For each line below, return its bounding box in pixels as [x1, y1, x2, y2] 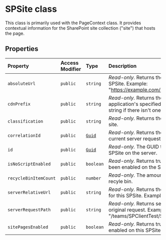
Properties [5, 45, 39, 53]
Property [7, 62, 29, 69]
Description [108, 62, 137, 69]
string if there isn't [108, 106, 151, 113]
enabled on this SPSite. [108, 227, 162, 234]
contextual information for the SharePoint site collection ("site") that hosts [5, 25, 156, 31]
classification [7, 118, 43, 124]
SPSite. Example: [108, 80, 148, 87]
